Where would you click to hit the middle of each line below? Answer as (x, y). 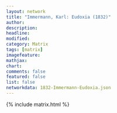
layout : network (26, 11)
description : (22, 28)
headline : (18, 33)
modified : (18, 39)
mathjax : (17, 60)
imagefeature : (23, 55)
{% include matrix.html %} (38, 104)
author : (16, 22)
